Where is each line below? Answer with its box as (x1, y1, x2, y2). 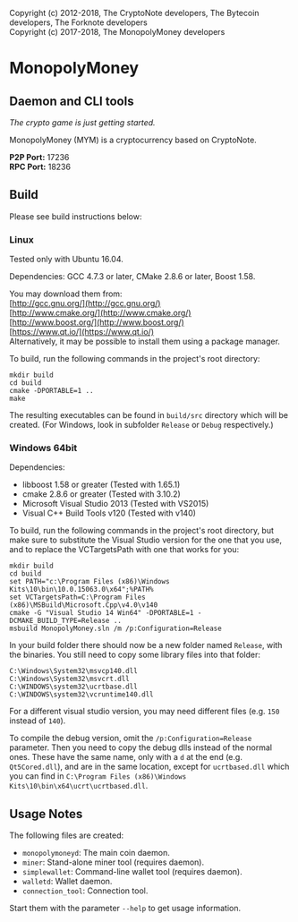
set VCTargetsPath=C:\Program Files (9, 593, 146, 602)
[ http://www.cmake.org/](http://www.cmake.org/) (9, 308, 192, 319)
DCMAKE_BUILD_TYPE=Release (9, 617, 110, 626)
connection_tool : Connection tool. (21, 885, 149, 896)
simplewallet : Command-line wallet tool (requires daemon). (21, 867, 243, 877)
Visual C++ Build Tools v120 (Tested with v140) (21, 508, 197, 518)
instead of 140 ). (9, 715, 66, 726)
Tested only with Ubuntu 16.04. (9, 254, 123, 265)
